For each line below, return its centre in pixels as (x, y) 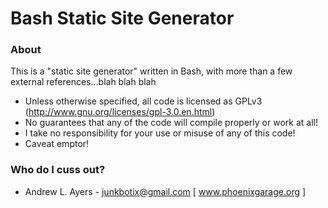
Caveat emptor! (57, 144)
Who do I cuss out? (58, 170)
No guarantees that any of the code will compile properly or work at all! (171, 123)
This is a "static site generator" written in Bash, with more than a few (151, 71)
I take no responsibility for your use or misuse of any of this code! (160, 133)
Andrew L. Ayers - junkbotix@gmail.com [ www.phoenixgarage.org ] (165, 191)
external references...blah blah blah (83, 82)
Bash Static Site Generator (122, 18)
